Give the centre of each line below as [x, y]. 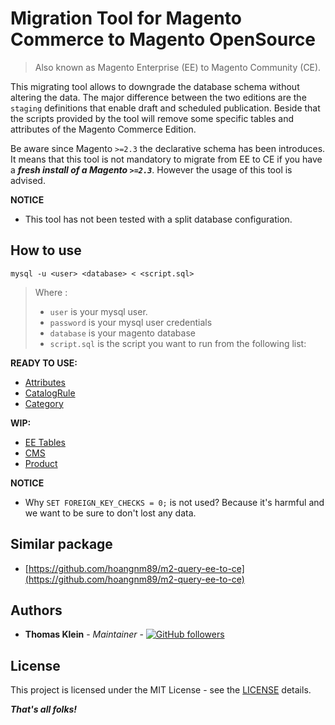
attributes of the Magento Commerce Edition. [103, 129]
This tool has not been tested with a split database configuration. [158, 219]
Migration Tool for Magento [126, 18]
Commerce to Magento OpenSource [163, 39]
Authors [36, 610]
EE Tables [45, 442]
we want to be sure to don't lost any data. [110, 513]
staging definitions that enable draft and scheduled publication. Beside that [165, 108]
